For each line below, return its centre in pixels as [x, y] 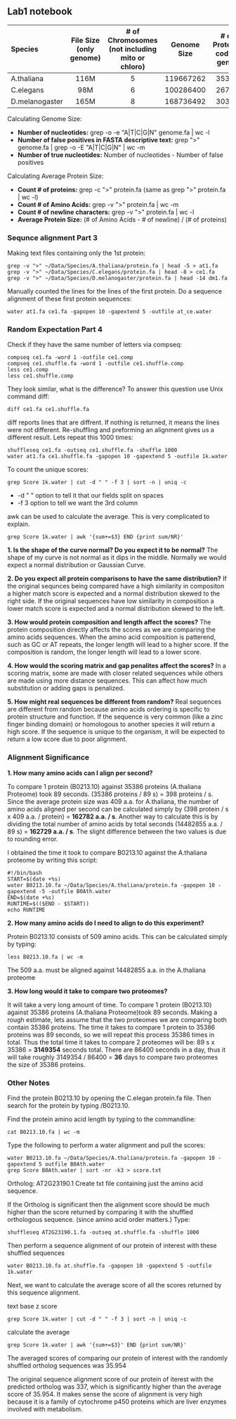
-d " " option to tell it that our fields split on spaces [90, 496]
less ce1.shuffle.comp [40, 376]
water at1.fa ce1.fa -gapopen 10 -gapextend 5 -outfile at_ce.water [110, 312]
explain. [19, 524]
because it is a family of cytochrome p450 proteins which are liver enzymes [117, 1401]
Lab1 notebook [40, 12]
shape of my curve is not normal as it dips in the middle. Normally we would [117, 557]
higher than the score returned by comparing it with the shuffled [100, 1212]
